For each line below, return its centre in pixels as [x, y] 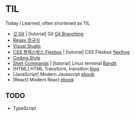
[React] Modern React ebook [43, 80]
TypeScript [24, 108]
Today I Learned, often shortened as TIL [48, 23]
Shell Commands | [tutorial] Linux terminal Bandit [65, 63]
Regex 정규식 [26, 40]
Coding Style [26, 57]
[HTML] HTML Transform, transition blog [56, 69]
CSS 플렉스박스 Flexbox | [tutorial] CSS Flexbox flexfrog [71, 52]
